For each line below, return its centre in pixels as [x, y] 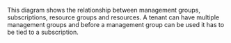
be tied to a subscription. [43, 32]
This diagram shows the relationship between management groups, [104, 10]
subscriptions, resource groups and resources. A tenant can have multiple [113, 17]
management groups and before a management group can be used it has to [116, 25]
